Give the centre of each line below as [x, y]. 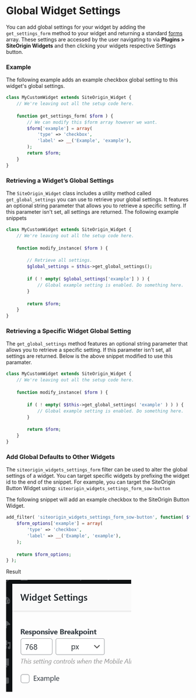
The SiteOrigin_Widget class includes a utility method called [79, 193]
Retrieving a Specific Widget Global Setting [69, 331]
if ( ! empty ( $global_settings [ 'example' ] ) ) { [88, 279]
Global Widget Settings [63, 11]
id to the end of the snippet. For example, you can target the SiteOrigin [91, 482]
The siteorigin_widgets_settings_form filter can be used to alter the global [97, 470]
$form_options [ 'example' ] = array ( [60, 523]
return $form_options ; [44, 555]
